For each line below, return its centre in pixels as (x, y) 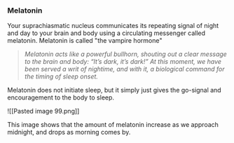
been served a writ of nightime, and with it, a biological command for (124, 69)
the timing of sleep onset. (61, 76)
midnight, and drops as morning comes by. (69, 132)
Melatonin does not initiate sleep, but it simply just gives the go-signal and (115, 90)
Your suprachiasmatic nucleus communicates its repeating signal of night (113, 26)
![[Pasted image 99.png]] (43, 111)
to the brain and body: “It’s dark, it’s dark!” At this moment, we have (123, 62)
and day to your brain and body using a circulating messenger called (106, 33)
